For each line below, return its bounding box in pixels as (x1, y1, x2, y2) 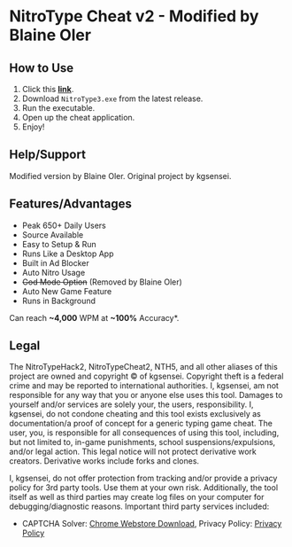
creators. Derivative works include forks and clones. (9, 456, 200, 466)
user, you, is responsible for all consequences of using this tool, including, (9, 427, 280, 438)
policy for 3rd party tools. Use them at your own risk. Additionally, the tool (9, 482, 279, 493)
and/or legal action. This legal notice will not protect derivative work (9, 446, 257, 457)
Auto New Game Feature (21, 285, 112, 296)
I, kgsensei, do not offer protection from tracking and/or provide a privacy (9, 473, 278, 484)
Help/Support (9, 147, 87, 162)
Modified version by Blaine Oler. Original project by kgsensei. (9, 170, 232, 181)
